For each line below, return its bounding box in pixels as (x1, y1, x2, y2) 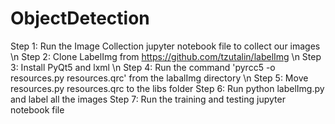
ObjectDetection (10, 7, 150, 30)
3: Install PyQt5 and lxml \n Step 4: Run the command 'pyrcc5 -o (10, 61, 276, 73)
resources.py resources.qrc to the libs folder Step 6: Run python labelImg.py (10, 82, 325, 94)
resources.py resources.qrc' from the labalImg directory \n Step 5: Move (10, 72, 309, 84)
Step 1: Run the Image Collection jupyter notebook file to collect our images (10, 40, 321, 52)
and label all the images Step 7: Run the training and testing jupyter (10, 93, 286, 105)
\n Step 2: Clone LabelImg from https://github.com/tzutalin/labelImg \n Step (10, 50, 322, 62)
